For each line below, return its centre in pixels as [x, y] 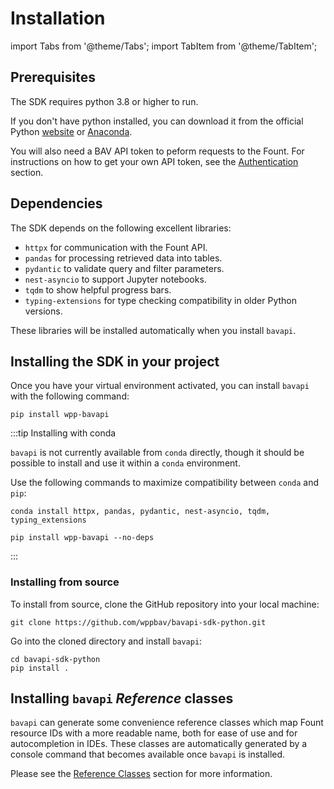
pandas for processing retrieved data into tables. [123, 258]
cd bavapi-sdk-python [55, 659]
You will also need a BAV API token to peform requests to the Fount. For [157, 151]
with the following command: [70, 396]
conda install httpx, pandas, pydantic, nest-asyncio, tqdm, [140, 512]
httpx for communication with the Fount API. [116, 247]
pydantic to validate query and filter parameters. [124, 268]
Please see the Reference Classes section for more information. [141, 774]
